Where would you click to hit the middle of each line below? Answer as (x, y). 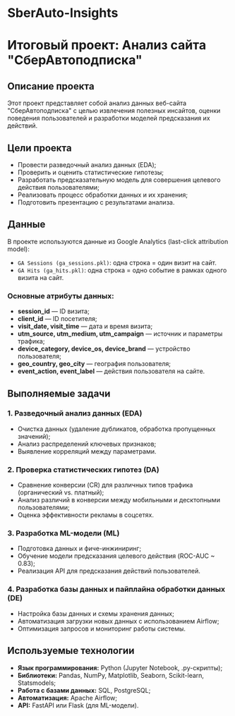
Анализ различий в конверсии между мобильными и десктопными (119, 500)
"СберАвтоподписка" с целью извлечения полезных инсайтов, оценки (114, 111)
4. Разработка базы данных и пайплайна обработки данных (116, 589)
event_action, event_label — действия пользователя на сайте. (111, 371)
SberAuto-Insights (63, 13)
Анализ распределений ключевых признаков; (87, 444)
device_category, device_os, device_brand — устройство (104, 349)
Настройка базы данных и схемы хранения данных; (96, 613)
